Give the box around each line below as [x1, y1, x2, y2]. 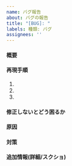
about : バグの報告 [6, 15, 49, 21]
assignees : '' [6, 32, 43, 38]
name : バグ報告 [6, 9, 41, 15]
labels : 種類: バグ [6, 26, 52, 32]
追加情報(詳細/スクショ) [6, 153, 66, 161]
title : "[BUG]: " [6, 20, 51, 26]
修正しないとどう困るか [6, 108, 65, 115]
